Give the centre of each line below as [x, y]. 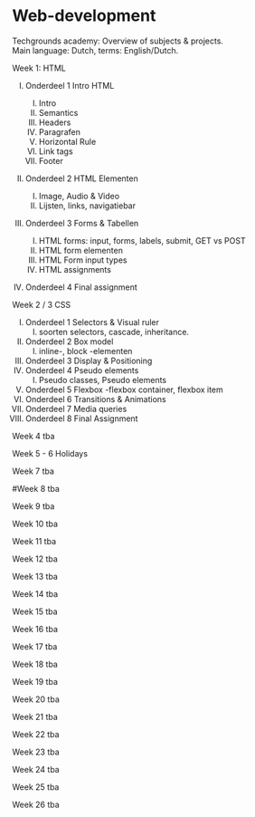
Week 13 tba [35, 576]
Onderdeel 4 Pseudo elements [82, 370]
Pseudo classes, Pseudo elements [103, 380]
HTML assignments [75, 269]
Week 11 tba [34, 541]
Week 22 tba [36, 734]
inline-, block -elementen [85, 351]
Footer [51, 160]
